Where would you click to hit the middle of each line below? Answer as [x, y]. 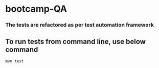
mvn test [15, 61]
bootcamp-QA [36, 9]
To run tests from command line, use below [75, 41]
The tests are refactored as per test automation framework [80, 25]
